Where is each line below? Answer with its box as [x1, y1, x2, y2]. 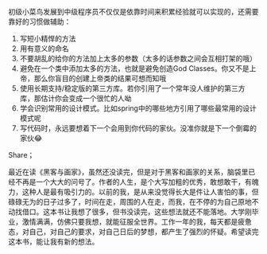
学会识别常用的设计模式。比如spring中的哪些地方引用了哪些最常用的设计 [19, 104, 257, 113]
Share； [8, 150, 35, 159]
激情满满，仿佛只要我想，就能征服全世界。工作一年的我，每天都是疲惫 [21, 217, 252, 226]
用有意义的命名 [19, 44, 69, 53]
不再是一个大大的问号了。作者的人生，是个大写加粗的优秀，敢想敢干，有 [14, 178, 252, 186]
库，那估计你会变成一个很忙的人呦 [19, 94, 132, 103]
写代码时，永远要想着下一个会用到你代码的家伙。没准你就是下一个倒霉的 [19, 123, 257, 133]
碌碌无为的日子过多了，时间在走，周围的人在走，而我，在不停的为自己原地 [8, 197, 252, 206]
